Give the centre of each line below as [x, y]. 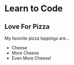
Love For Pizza [27, 27]
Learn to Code [34, 9]
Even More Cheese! [31, 58]
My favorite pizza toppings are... [37, 38]
